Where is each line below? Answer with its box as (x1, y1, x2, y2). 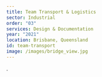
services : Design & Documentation (6, 25, 94, 32)
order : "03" (6, 20, 36, 26)
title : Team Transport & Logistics (6, 8, 97, 15)
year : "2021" (6, 32, 39, 38)
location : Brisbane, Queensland (6, 37, 88, 43)
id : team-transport (6, 43, 56, 49)
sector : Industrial (6, 15, 56, 21)
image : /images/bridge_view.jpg (6, 49, 88, 55)
